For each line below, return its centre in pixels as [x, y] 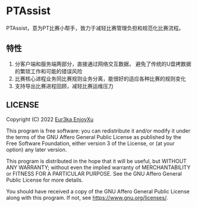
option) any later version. [36, 150]
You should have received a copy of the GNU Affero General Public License [98, 191]
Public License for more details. [45, 180]
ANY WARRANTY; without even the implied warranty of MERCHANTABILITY [98, 167]
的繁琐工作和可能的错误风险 [49, 71]
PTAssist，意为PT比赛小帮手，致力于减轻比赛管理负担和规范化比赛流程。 [95, 28]
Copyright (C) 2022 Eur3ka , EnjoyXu [50, 119]
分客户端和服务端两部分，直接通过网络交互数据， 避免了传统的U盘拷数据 [103, 64]
